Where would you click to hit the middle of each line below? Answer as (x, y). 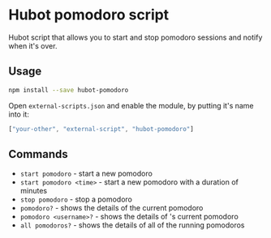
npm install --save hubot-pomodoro (69, 90)
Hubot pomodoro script (89, 15)
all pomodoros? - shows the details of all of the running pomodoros (132, 225)
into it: (19, 114)
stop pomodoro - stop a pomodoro (76, 199)
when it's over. (33, 45)
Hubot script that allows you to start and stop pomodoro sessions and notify (135, 37)
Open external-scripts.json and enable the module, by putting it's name (131, 105)
